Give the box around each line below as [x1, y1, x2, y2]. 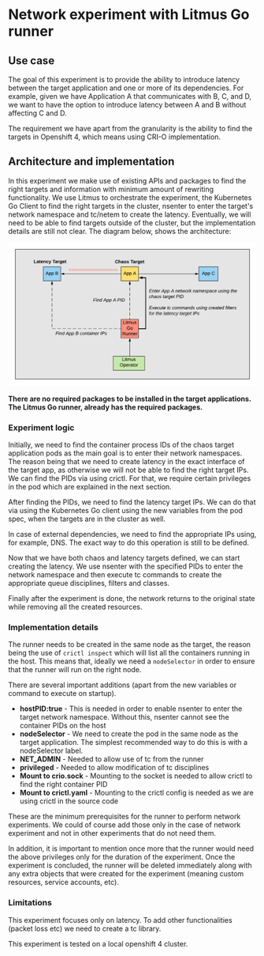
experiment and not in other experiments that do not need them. [8, 829, 217, 838]
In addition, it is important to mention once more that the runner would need [8, 844, 255, 853]
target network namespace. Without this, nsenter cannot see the [19, 712, 230, 722]
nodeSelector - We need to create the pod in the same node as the [19, 729, 239, 739]
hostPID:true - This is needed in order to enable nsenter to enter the [19, 704, 243, 713]
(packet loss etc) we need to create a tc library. [8, 924, 162, 933]
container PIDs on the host [19, 721, 106, 731]
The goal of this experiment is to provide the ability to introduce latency [8, 75, 240, 84]
